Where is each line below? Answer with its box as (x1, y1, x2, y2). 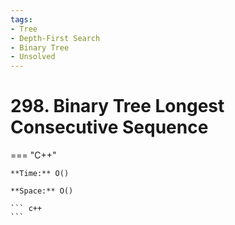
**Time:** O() (10, 169, 70, 179)
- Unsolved (10, 52, 56, 62)
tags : (10, 14, 33, 25)
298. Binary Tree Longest (10, 95, 225, 118)
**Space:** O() (10, 186, 74, 196)
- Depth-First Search (10, 33, 101, 43)
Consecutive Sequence (10, 116, 209, 139)
